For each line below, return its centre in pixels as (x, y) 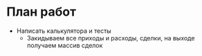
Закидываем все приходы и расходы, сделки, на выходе (111, 38)
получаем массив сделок (65, 45)
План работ (42, 12)
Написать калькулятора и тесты (64, 31)
